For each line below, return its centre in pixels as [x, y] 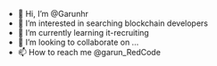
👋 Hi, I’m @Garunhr [53, 14]
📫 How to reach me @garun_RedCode [89, 52]
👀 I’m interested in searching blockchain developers [113, 23]
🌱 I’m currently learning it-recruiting [83, 33]
